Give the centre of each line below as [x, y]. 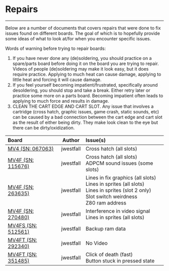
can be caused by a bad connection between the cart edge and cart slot [87, 117]
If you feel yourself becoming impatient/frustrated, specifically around [85, 85]
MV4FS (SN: [22, 225]
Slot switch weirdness [111, 196]
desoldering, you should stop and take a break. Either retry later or [81, 90]
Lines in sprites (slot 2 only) [118, 190]
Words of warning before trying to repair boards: [56, 48]
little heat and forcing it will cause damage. [57, 80]
